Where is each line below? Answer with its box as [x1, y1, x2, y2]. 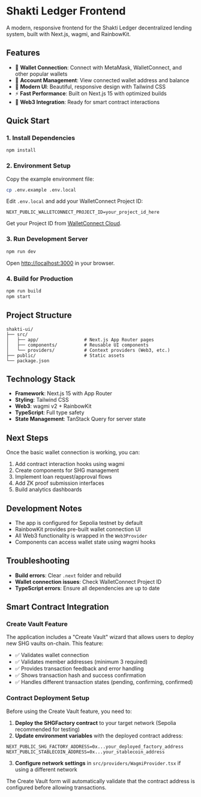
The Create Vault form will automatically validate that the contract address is [6, 777, 195, 784]
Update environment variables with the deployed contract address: [14, 732, 183, 739]
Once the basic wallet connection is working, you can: [6, 449, 140, 456]
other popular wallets [14, 70, 68, 77]
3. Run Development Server [6, 235, 88, 243]
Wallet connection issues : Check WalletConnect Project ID [14, 578, 162, 585]
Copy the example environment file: [6, 175, 94, 183]
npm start [6, 293, 31, 300]
